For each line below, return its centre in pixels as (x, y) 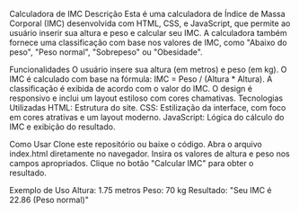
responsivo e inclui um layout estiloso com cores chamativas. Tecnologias (146, 98)
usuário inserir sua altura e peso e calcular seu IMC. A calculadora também (148, 33)
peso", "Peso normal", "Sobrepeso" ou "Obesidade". (106, 52)
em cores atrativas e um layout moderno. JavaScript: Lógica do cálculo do (147, 117)
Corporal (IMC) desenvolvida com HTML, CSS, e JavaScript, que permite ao (150, 23)
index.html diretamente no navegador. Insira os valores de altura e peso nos (149, 154)
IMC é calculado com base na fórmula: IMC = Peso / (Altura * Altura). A (141, 79)
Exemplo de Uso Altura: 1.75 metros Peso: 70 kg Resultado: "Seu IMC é (141, 190)
